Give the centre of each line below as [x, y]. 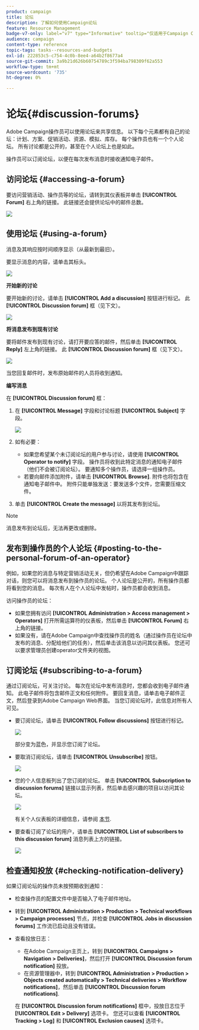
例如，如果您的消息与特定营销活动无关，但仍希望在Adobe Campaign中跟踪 [97, 573]
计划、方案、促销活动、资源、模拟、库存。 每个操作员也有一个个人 [97, 139]
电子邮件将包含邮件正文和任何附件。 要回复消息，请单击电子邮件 [102, 693]
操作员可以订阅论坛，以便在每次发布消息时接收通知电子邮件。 [81, 159]
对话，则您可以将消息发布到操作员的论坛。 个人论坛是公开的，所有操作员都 [98, 580]
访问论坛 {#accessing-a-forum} [66, 179]
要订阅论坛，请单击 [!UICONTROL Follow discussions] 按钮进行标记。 [101, 721]
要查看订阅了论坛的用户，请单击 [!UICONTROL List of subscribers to [99, 832]
